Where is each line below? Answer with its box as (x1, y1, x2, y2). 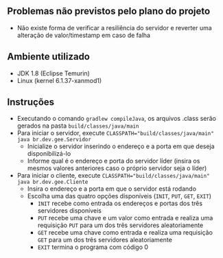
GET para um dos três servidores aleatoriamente (37, 236, 173, 244)
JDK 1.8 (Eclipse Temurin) (16, 69, 91, 78)
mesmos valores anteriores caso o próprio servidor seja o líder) (27, 164, 207, 172)
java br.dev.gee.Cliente (16, 178, 89, 186)
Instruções (7, 96, 55, 108)
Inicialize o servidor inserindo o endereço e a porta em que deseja (27, 142, 215, 150)
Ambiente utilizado (7, 51, 91, 62)
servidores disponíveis (37, 207, 102, 215)
